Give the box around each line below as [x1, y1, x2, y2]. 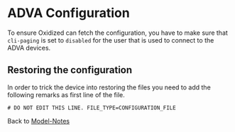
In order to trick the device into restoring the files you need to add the [7, 83, 211, 92]
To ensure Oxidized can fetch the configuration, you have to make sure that [7, 28, 229, 37]
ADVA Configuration [7, 5, 130, 21]
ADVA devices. [7, 43, 51, 52]
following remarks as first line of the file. [7, 90, 126, 99]
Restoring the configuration [7, 64, 133, 76]
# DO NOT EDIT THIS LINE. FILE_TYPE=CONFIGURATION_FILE [7, 104, 176, 111]
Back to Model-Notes [7, 116, 70, 125]
